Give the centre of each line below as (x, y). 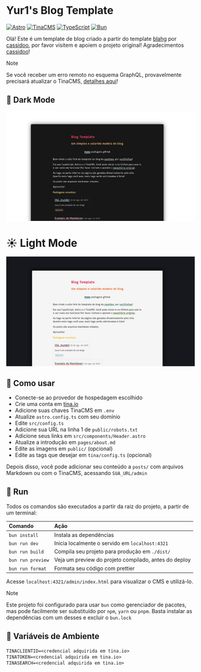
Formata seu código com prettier (95, 568)
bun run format (28, 569)
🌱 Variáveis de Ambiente (53, 636)
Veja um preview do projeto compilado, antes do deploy (123, 560)
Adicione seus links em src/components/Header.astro (80, 436)
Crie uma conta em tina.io (47, 404)
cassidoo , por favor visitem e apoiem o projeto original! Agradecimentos (95, 45)
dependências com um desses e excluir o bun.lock (69, 618)
